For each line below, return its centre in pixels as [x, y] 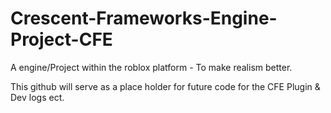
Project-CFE [61, 39]
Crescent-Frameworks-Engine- [144, 18]
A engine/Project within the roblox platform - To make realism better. [151, 67]
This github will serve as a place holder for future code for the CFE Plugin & [165, 86]
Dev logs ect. [37, 97]
